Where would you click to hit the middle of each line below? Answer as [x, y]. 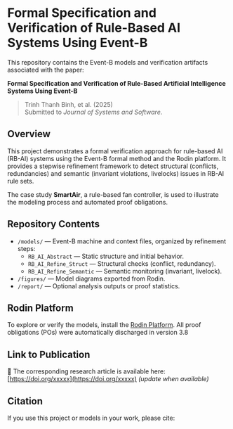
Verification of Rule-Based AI [94, 28]
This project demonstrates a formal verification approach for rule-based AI [115, 151]
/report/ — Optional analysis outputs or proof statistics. [99, 286]
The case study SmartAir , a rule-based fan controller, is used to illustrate [113, 194]
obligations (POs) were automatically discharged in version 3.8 [98, 333]
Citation [25, 401]
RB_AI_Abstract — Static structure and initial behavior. [106, 256]
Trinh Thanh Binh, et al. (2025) [69, 104]
